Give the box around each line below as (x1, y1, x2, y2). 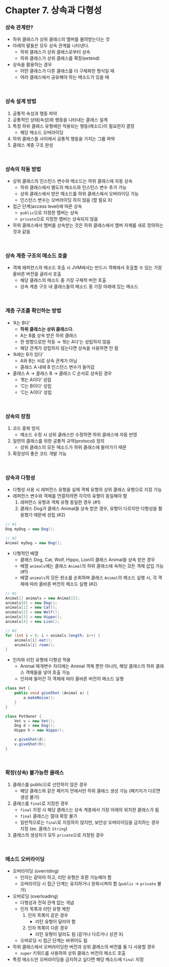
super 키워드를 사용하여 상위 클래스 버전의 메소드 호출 (20, 950, 126, 956)
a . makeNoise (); (23, 695, 55, 700)
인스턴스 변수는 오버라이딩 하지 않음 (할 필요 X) (20, 197, 112, 203)
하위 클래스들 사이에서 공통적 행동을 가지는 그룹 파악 (12, 135, 115, 141)
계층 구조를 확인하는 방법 (5, 307, 62, 314)
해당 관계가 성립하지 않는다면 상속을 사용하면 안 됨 (20, 345, 119, 351)
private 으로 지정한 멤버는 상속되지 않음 (20, 216, 98, 222)
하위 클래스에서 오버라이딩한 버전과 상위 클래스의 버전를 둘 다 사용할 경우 (12, 944, 155, 950)
